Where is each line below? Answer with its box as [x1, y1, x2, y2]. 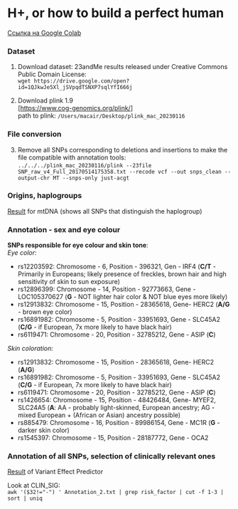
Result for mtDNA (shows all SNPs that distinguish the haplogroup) [7, 206, 202, 215]
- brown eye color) [17, 308, 72, 316]
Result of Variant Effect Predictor [7, 468, 104, 476]
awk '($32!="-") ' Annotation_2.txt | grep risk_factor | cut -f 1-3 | [7, 489, 224, 496]
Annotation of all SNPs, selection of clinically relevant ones [7, 451, 216, 461]
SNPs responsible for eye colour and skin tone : [7, 241, 148, 250]
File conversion [7, 130, 62, 140]
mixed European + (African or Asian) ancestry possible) [17, 411, 181, 419]
